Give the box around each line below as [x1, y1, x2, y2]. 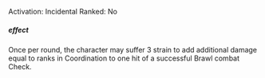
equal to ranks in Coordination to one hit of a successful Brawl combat [8, 53, 240, 63]
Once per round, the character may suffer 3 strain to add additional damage [8, 45, 258, 54]
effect [8, 25, 30, 34]
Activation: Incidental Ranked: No [8, 7, 118, 16]
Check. [8, 61, 32, 71]
